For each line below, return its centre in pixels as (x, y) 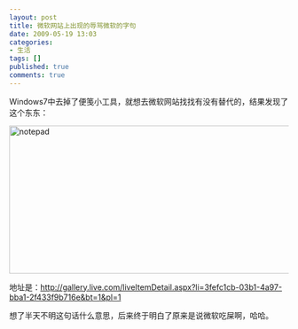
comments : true (37, 75)
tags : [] (25, 59)
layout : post (33, 17)
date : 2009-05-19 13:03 (53, 34)
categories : (31, 42)
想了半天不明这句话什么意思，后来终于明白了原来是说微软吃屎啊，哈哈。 (141, 315)
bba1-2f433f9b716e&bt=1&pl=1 (65, 297)
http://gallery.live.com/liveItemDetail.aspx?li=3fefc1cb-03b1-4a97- (161, 287)
